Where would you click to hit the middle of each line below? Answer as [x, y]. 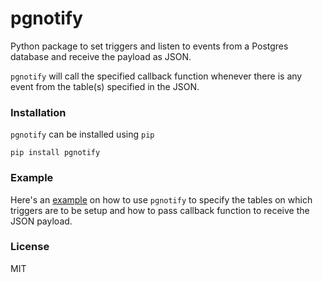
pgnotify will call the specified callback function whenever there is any [156, 76]
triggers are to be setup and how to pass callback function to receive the [160, 210]
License [30, 247]
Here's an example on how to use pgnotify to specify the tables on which [161, 199]
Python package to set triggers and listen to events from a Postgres [149, 46]
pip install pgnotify [55, 153]
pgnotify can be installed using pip [82, 134]
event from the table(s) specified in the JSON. [105, 86]
